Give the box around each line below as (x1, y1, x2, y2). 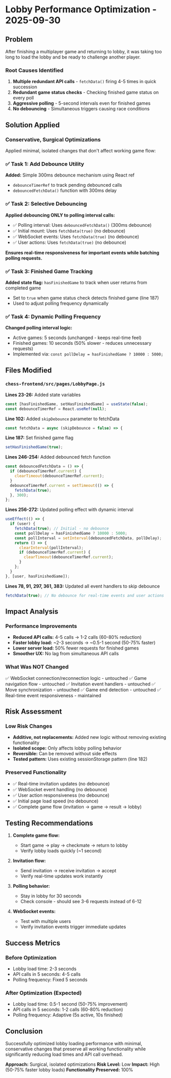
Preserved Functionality (5, 769, 67, 776)
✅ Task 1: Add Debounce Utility (5, 160, 85, 167)
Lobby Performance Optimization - (5, 4, 157, 15)
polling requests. (5, 255, 43, 261)
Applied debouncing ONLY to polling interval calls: (5, 212, 116, 218)
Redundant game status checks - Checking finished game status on (12, 89, 159, 95)
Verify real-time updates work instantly (20, 873, 103, 879)
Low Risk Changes (5, 722, 52, 730)
